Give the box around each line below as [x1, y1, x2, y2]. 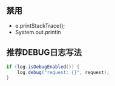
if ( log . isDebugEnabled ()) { [6, 64, 80, 70]
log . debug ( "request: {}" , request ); [17, 69, 110, 75]
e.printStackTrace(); [15, 22, 65, 29]
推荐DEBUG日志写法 [6, 48, 82, 58]
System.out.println [15, 28, 62, 35]
